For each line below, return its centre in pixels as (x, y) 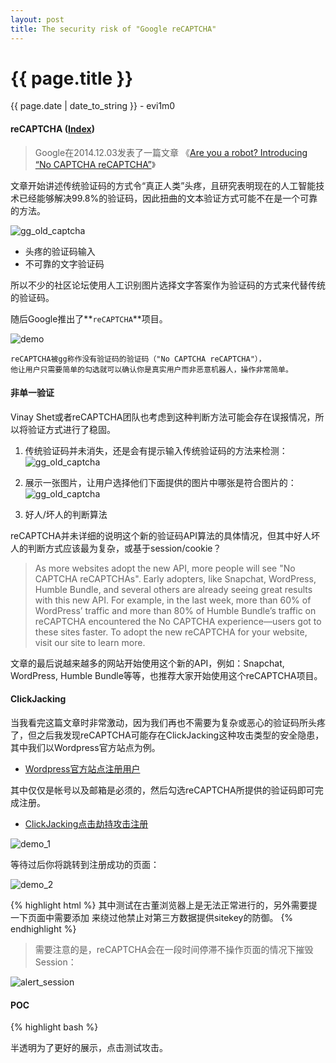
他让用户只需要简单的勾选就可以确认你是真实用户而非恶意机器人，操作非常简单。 (151, 369)
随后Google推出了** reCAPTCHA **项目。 (89, 318)
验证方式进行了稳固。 (71, 429)
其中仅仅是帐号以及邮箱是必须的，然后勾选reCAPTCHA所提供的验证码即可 (162, 790)
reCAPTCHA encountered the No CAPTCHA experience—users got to (178, 621)
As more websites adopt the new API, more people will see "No (165, 568)
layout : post (37, 19)
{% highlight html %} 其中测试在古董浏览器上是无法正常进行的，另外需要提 (164, 905)
